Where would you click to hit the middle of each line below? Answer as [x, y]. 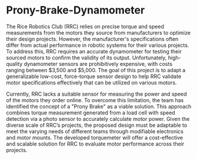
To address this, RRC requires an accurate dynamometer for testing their [94, 51]
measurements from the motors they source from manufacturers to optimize [98, 32]
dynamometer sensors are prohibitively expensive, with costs [98, 64]
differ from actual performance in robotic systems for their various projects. [98, 45]
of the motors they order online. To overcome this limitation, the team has [95, 100]
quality [14, 64]
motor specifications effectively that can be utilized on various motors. [92, 82]
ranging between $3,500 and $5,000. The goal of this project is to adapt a [96, 70]
